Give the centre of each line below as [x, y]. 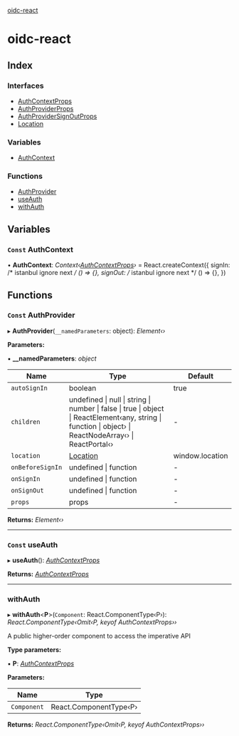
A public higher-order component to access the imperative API [99, 636]
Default [201, 375]
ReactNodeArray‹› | [101, 435]
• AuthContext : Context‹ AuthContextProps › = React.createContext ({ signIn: [119, 265]
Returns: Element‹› [36, 519]
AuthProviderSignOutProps [57, 116]
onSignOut [27, 490]
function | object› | [100, 426]
